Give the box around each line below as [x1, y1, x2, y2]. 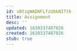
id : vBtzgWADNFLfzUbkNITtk [6, 8, 72, 15]
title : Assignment [6, 14, 51, 20]
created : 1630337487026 [6, 30, 64, 36]
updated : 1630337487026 [6, 25, 64, 31]
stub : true [6, 36, 33, 42]
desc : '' [6, 19, 27, 25]
